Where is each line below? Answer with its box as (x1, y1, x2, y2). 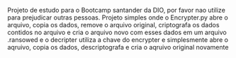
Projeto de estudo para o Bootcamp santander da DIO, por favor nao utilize (7, 6, 225, 14)
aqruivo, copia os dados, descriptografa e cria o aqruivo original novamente (7, 43, 229, 51)
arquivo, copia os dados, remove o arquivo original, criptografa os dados (7, 21, 220, 29)
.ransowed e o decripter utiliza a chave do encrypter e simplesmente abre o (7, 36, 229, 44)
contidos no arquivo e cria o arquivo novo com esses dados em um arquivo (7, 28, 227, 36)
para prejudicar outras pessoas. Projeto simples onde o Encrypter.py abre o (7, 13, 228, 22)
